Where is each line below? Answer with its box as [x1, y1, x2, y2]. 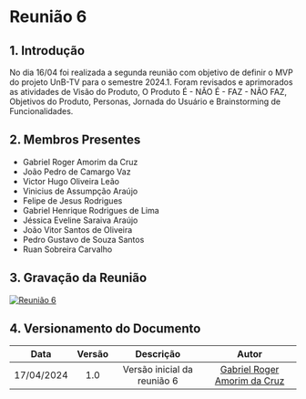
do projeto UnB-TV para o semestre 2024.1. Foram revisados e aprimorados [9, 77, 293, 88]
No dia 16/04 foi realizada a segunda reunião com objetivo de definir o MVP [9, 67, 293, 78]
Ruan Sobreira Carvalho [22, 244, 113, 255]
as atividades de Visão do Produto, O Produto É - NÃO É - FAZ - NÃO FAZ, [9, 87, 288, 97]
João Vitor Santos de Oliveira [22, 224, 133, 235]
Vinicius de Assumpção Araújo [22, 185, 138, 196]
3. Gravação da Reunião [9, 270, 148, 286]
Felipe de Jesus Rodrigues [22, 194, 123, 206]
